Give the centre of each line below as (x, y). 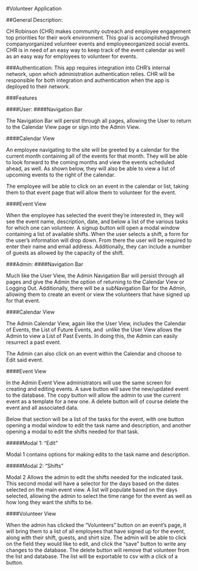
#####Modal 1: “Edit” (32, 443)
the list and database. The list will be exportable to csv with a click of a (92, 556)
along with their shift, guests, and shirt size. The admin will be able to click (96, 537)
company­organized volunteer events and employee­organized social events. (98, 44)
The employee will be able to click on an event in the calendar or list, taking (98, 186)
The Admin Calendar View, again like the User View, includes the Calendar (96, 323)
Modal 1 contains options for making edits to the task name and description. (98, 454)
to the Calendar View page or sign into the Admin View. (73, 127)
